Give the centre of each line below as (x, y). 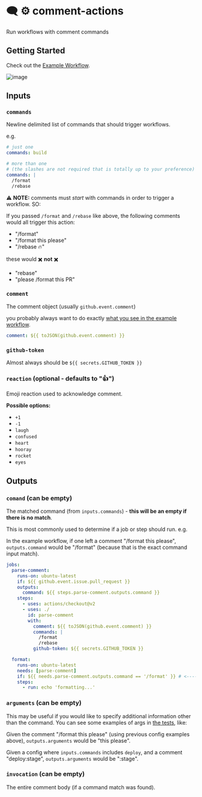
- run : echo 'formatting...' (59, 687)
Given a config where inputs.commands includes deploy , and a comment (94, 752)
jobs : (13, 565)
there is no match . (29, 518)
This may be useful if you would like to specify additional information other (99, 716)
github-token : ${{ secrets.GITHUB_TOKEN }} (88, 649)
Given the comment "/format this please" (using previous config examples (98, 734)
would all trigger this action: (41, 222)
